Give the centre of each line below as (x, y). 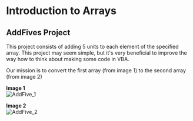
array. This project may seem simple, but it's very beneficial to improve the (96, 53)
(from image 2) (24, 77)
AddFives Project (38, 33)
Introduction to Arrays (61, 11)
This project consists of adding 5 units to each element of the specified (92, 46)
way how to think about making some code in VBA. (68, 59)
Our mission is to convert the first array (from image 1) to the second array (96, 70)
